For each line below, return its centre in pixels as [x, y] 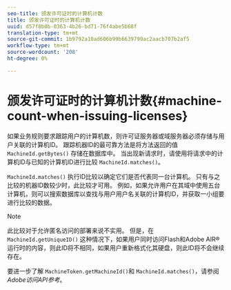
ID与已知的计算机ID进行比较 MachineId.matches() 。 [91, 162]
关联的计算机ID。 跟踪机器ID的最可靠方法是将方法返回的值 [95, 144]
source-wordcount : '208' [43, 52]
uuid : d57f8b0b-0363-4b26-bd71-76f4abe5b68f [72, 26]
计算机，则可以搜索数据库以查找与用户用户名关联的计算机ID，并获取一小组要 [116, 193]
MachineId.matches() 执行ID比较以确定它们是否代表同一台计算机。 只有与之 [114, 176]
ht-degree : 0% [28, 59]
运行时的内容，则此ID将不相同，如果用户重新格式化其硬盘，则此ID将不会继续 [116, 248]
